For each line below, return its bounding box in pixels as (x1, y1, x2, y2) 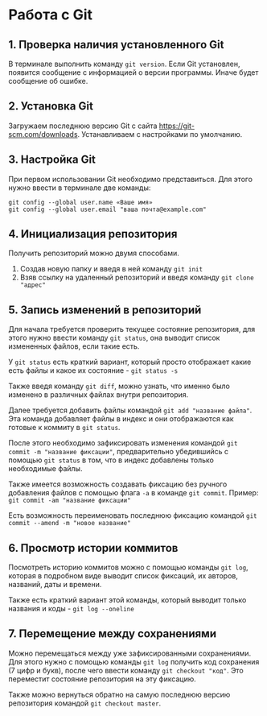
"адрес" (19, 281, 46, 289)
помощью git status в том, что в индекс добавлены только (8, 455, 215, 465)
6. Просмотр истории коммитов (8, 541, 179, 555)
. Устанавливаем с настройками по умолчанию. (77, 129, 243, 139)
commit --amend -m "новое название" (8, 519, 131, 528)
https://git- (158, 121, 195, 130)
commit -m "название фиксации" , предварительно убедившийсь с (8, 447, 229, 457)
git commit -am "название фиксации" (8, 497, 131, 505)
